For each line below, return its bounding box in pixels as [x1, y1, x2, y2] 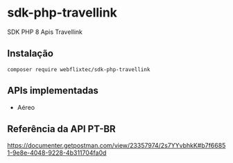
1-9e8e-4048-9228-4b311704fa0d [7, 148, 107, 157]
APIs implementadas [7, 85, 99, 97]
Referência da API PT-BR [7, 123, 116, 135]
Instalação [7, 48, 54, 59]
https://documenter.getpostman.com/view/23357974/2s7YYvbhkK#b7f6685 [7, 142, 226, 150]
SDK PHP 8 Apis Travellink [7, 28, 83, 36]
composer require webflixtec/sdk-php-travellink [7, 66, 150, 73]
